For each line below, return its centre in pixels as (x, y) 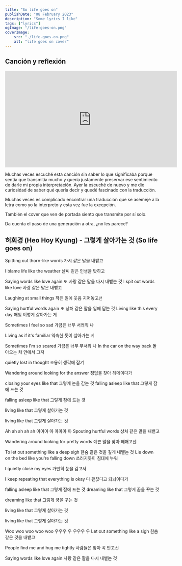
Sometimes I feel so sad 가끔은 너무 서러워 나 (50, 325)
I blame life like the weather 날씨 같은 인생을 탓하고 (55, 271)
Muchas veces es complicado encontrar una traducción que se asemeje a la (82, 199)
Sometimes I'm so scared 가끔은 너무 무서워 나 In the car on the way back (78, 346)
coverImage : (17, 32)
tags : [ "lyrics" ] (23, 23)
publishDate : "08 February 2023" (39, 14)
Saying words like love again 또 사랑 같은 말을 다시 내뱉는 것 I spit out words (80, 282)
